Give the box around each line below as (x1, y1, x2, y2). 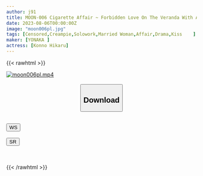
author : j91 (6, 8, 36, 15)
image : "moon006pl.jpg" (6, 25, 66, 32)
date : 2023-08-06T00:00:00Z (6, 20, 77, 26)
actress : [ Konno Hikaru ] (6, 43, 69, 49)
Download (83, 95, 120, 105)
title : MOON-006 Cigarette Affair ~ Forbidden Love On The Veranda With (6, 15, 193, 21)
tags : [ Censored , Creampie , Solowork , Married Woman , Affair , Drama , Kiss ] (6, 31, 196, 37)
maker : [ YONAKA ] (6, 37, 50, 43)
